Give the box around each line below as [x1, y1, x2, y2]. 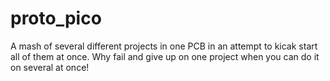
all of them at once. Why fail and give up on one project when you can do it [10, 50, 320, 62]
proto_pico [10, 7, 102, 30]
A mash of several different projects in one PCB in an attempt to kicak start [10, 40, 318, 52]
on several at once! [10, 61, 90, 73]
